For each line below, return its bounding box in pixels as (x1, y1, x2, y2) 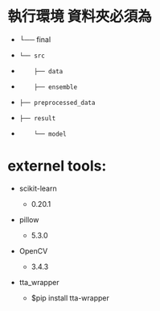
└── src (18, 52, 45, 60)
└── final (18, 34, 51, 44)
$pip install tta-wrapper (31, 292, 110, 303)
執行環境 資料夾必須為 (7, 7, 152, 26)
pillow (18, 215, 39, 225)
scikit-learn (18, 183, 57, 193)
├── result (18, 114, 56, 122)
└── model (34, 130, 67, 138)
